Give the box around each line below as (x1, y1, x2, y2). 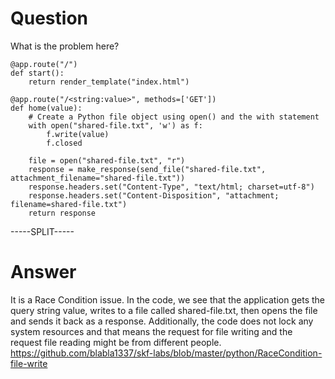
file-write (10, 357, 48, 369)
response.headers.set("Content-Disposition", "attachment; (28, 190, 280, 201)
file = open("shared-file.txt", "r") (28, 155, 186, 166)
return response (28, 208, 97, 218)
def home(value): (10, 103, 83, 113)
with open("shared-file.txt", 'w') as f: (28, 120, 203, 131)
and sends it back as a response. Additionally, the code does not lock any (10, 315, 314, 327)
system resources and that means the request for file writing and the (10, 325, 293, 337)
